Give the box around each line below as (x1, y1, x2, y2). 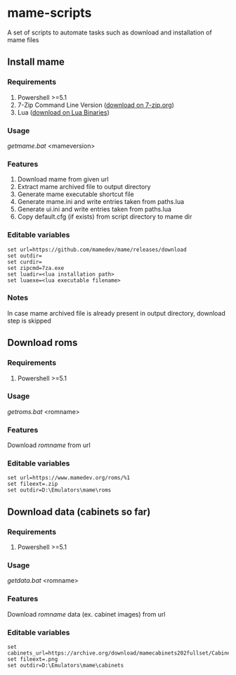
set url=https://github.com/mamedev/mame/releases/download (7, 246, 188, 253)
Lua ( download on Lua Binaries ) (17, 108, 110, 117)
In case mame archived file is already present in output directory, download (7, 309, 226, 317)
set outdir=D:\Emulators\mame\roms (7, 487, 112, 494)
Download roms (7, 337, 78, 349)
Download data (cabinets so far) (7, 506, 151, 517)
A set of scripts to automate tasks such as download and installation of (7, 28, 212, 37)
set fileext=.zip (7, 480, 58, 488)
